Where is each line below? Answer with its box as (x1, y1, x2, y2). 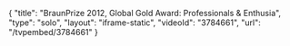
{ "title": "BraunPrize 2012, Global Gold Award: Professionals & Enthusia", (8, 8, 282, 18)
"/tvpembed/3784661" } (8, 27, 99, 37)
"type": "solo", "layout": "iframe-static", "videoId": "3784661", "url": (8, 17, 261, 28)
